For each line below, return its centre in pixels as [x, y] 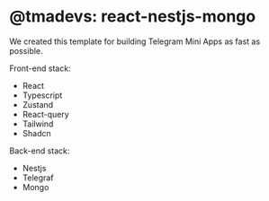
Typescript [42, 95]
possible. [26, 50]
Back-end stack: [40, 151]
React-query [45, 114]
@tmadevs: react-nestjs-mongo [133, 17]
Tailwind [38, 124]
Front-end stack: [40, 68]
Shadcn [36, 133]
